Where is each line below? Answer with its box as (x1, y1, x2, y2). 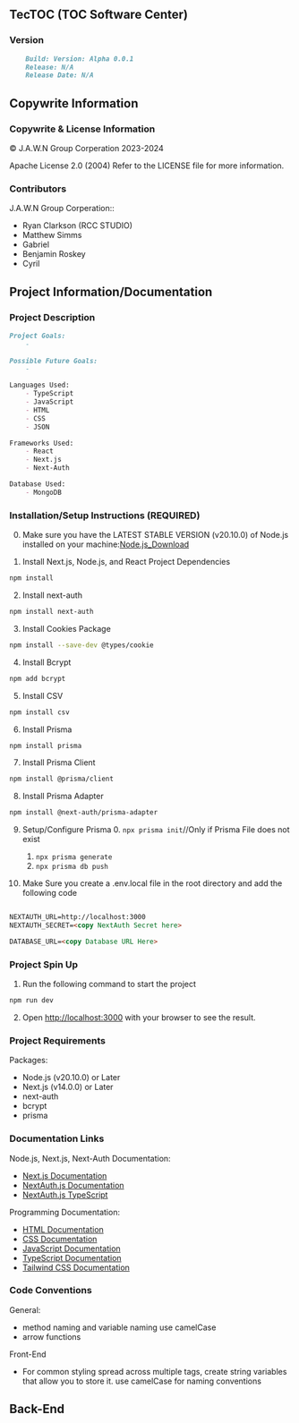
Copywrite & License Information (9, 123, 156, 135)
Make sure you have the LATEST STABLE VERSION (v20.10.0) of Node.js (21, 530, 289, 541)
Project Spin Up (9, 958, 79, 970)
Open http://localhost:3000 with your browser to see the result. (21, 1011, 257, 1023)
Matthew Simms (21, 230, 82, 241)
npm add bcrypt (9, 674, 66, 683)
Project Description (9, 311, 96, 323)
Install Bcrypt (21, 657, 72, 668)
